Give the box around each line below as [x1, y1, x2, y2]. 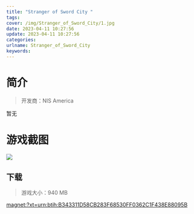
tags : [6, 14, 20, 20]
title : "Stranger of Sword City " [6, 8, 94, 15]
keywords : [6, 48, 31, 54]
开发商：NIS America [21, 97, 74, 104]
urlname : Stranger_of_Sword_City [6, 43, 91, 49]
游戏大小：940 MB [21, 189, 68, 197]
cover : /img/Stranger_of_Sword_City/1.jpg [6, 20, 115, 26]
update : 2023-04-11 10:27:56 [6, 31, 80, 37]
